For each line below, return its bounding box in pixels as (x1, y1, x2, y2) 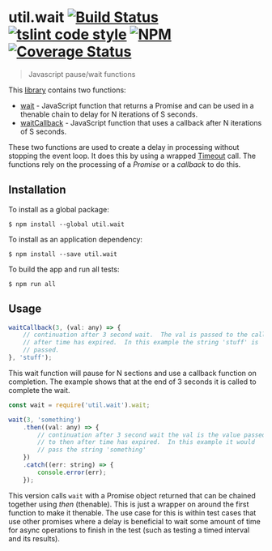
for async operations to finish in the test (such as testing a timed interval (8, 525, 250, 535)
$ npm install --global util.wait (8, 220, 125, 229)
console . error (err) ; (37, 468, 107, 476)
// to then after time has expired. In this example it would (37, 438, 255, 446)
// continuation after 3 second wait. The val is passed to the (23, 331, 249, 340)
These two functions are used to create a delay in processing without (8, 142, 240, 152)
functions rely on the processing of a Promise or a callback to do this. (8, 159, 241, 169)
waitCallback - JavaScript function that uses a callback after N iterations (19, 117, 262, 127)
